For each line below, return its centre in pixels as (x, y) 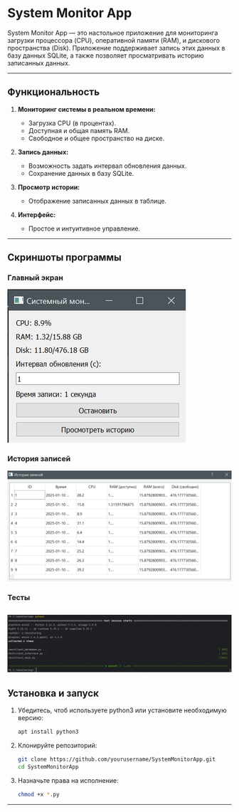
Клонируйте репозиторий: (57, 746)
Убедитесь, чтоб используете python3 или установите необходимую (122, 710)
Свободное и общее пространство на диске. (96, 138)
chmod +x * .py (38, 794)
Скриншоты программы (65, 258)
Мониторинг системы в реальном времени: (86, 109)
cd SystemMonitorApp (48, 767)
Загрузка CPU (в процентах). (72, 123)
